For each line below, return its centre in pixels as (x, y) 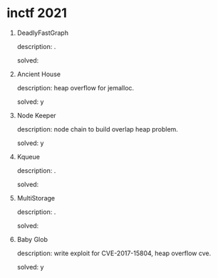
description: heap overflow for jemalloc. (76, 87)
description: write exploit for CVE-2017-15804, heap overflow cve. (114, 253)
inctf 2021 (37, 13)
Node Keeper (36, 115)
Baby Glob (32, 239)
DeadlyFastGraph (43, 33)
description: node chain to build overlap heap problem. (98, 129)
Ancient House (39, 74)
